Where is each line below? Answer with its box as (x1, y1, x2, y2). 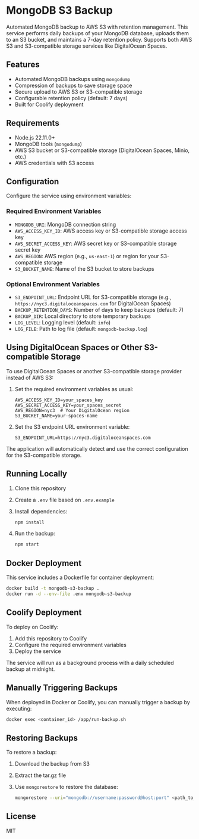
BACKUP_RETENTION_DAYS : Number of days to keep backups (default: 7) (14, 306, 184, 313)
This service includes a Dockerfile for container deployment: (6, 574, 154, 581)
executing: (6, 705, 32, 712)
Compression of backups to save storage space (14, 82, 132, 89)
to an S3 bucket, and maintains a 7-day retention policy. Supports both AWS (6, 36, 192, 43)
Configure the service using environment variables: (6, 192, 132, 200)
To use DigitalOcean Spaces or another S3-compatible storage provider (6, 367, 182, 374)
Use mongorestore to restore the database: (14, 784, 118, 791)
